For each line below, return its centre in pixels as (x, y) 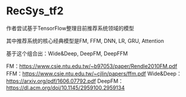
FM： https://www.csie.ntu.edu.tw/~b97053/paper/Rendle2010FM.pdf (92, 66)
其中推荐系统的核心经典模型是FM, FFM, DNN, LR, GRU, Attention (85, 40)
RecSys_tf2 (35, 11)
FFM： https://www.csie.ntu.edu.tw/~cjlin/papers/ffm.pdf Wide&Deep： (94, 73)
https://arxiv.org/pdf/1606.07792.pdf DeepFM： (65, 81)
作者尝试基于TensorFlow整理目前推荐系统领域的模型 (70, 28)
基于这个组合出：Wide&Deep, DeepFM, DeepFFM (67, 53)
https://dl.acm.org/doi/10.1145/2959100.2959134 (66, 87)
